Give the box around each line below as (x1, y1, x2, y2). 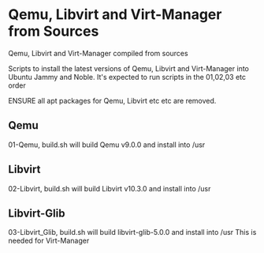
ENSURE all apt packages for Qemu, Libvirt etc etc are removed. (8, 96, 217, 105)
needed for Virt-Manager (8, 236, 90, 246)
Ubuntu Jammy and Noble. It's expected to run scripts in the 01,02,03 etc (8, 72, 247, 81)
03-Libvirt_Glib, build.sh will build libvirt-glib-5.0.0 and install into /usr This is (8, 228, 257, 237)
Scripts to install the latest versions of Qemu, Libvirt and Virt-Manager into (8, 63, 250, 73)
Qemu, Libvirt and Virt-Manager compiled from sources (8, 48, 188, 58)
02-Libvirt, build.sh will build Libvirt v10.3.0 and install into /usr (8, 183, 211, 193)
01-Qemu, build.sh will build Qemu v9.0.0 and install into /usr (8, 140, 206, 149)
